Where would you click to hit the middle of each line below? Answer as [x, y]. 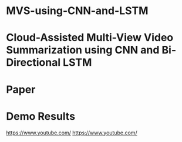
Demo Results [41, 116]
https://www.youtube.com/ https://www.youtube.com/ [72, 133]
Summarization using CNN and [83, 50]
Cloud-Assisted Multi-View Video [90, 38]
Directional [33, 62]
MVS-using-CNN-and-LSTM [77, 11]
